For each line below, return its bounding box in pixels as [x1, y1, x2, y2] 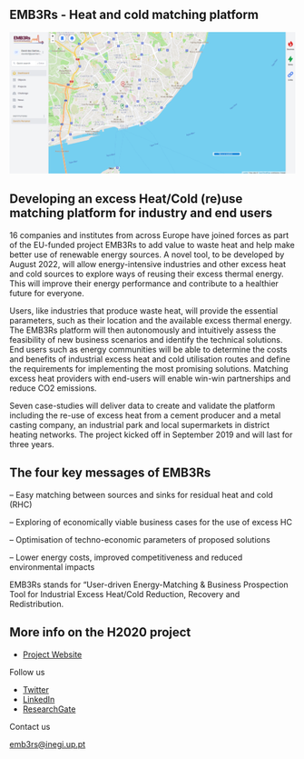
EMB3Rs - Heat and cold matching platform [9, 7, 260, 23]
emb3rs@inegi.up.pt [9, 738, 86, 749]
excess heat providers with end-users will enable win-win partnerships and [9, 373, 291, 384]
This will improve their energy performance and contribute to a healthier [9, 277, 279, 289]
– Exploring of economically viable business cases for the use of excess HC [9, 516, 293, 527]
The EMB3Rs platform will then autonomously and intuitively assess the [9, 325, 277, 335]
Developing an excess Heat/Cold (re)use [9, 191, 243, 207]
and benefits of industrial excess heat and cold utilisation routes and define [9, 354, 290, 365]
